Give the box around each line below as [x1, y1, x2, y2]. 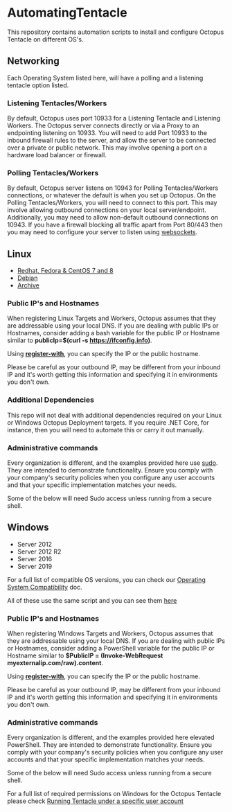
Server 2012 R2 [17, 547, 62, 556]
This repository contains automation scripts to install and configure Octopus [7, 28, 224, 36]
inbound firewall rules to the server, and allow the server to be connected [7, 136, 217, 145]
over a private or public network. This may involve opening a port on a [7, 143, 208, 152]
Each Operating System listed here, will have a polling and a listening [7, 73, 204, 82]
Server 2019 [17, 562, 53, 570]
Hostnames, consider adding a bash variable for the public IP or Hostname [7, 329, 220, 337]
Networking [7, 55, 60, 67]
